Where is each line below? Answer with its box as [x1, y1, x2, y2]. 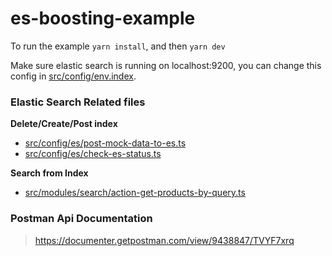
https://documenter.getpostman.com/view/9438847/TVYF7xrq [34, 234, 295, 246]
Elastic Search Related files [10, 95, 146, 109]
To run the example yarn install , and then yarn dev [10, 40, 226, 52]
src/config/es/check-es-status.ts [24, 148, 162, 160]
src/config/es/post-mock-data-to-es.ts [24, 137, 187, 149]
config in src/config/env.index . [10, 70, 137, 82]
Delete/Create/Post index [10, 118, 118, 130]
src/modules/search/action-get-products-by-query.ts [24, 187, 246, 199]
